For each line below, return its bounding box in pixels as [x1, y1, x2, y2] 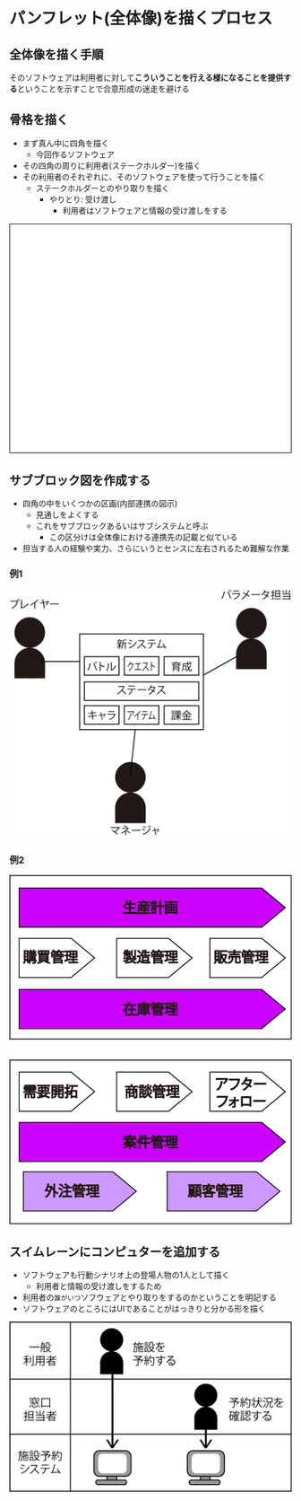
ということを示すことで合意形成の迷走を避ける [17, 83, 190, 94]
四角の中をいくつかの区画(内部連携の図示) [21, 498, 178, 509]
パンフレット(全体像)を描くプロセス [9, 8, 273, 29]
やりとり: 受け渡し [48, 194, 117, 205]
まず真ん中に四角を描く [21, 137, 109, 148]
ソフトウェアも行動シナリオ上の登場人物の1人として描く [21, 1269, 230, 1280]
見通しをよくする [35, 509, 99, 521]
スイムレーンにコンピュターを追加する [9, 1244, 221, 1260]
